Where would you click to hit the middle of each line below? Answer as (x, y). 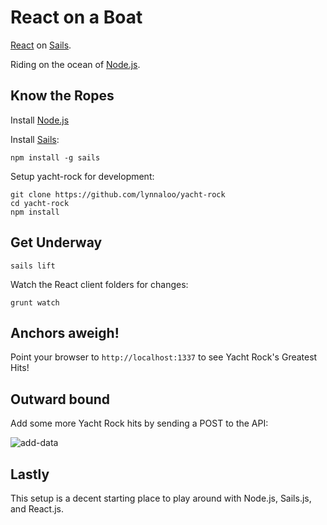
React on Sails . (41, 45)
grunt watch (35, 302)
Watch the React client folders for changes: (99, 284)
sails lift (33, 266)
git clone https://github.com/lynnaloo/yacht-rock (118, 194)
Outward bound (60, 399)
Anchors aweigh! (65, 332)
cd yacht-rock (40, 203)
